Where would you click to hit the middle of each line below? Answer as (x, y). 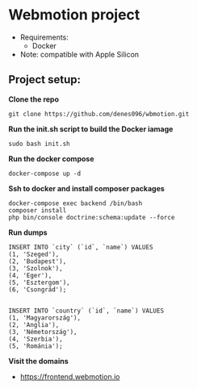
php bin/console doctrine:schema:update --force (92, 217)
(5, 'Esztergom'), (39, 282)
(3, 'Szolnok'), (36, 268)
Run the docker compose (51, 158)
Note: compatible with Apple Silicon (80, 54)
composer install (38, 210)
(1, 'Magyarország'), (45, 318)
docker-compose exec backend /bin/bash (75, 203)
